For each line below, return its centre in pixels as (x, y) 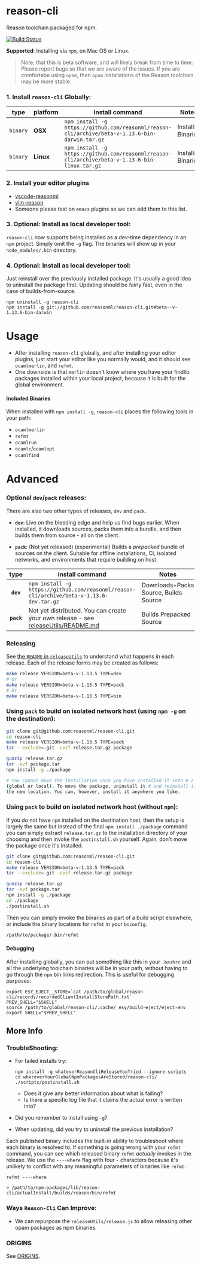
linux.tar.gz (83, 166)
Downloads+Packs (168, 585)
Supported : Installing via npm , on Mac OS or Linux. (68, 51)
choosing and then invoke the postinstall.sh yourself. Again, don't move (97, 839)
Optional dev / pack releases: (46, 498)
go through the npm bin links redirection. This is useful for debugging (90, 974)
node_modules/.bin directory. (42, 250)
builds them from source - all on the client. (67, 535)
